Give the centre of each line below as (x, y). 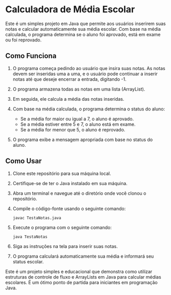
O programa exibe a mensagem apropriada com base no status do (83, 140)
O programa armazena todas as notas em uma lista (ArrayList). (79, 89)
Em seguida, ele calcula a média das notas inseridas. (68, 99)
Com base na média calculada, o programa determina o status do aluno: (89, 109)
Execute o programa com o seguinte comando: (62, 227)
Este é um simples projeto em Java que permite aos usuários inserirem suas (85, 24)
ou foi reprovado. (24, 40)
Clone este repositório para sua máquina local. (62, 173)
